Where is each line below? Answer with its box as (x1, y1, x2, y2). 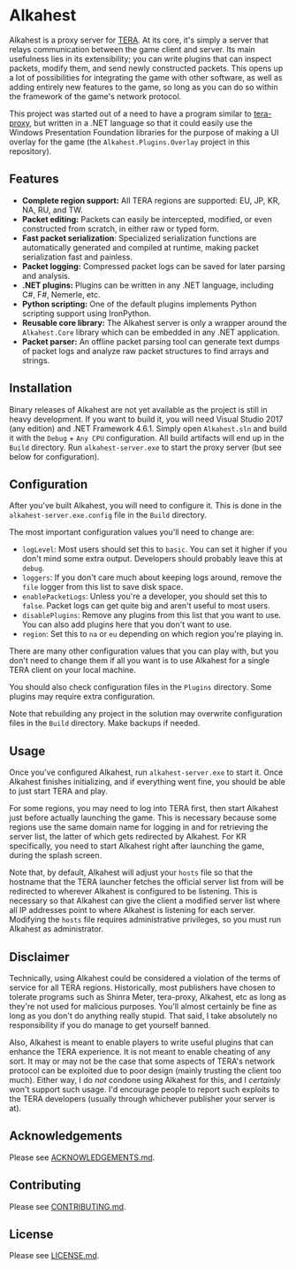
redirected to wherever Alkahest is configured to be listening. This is (9, 886, 258, 897)
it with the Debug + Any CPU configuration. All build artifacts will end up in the (9, 432, 285, 443)
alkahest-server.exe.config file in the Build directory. (9, 510, 208, 521)
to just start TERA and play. (9, 785, 108, 797)
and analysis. (21, 270, 71, 281)
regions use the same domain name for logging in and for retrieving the (9, 822, 269, 832)
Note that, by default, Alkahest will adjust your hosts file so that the (9, 867, 254, 878)
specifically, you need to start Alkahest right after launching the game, (9, 840, 265, 851)
